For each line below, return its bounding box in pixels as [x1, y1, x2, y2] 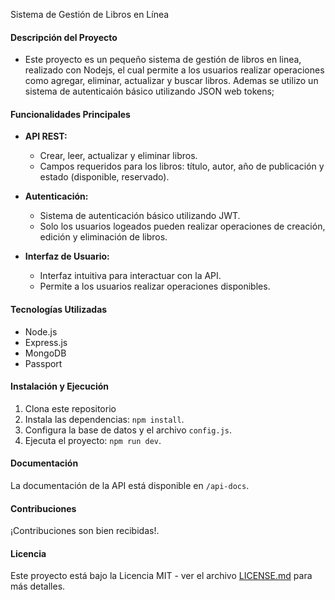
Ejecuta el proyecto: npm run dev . [24, 434, 162, 446]
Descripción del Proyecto [10, 31, 118, 43]
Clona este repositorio [24, 402, 117, 414]
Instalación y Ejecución [10, 380, 110, 393]
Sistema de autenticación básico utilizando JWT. [39, 210, 241, 222]
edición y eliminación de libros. [39, 231, 168, 243]
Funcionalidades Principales [10, 108, 131, 120]
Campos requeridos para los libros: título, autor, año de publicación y [39, 160, 325, 173]
